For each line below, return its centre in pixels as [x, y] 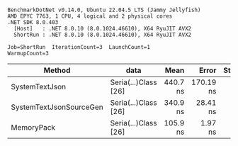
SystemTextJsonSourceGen [57, 107]
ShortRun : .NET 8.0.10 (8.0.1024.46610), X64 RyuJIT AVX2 [103, 35]
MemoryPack [33, 127]
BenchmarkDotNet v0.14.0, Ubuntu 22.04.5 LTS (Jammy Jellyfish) [104, 10]
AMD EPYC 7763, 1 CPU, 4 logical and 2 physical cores [90, 16]
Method [57, 70]
